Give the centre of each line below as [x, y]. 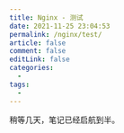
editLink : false [40, 59]
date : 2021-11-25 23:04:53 [60, 26]
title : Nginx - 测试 [46, 18]
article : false [38, 43]
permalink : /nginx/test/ [56, 34]
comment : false [38, 51]
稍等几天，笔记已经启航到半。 [64, 120]
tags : [19, 84]
